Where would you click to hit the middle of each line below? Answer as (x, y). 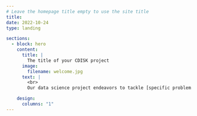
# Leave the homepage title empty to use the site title (78, 11)
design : (26, 99)
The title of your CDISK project (68, 60)
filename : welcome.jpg (55, 71)
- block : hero (29, 44)
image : (30, 66)
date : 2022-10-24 (27, 22)
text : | (31, 77)
